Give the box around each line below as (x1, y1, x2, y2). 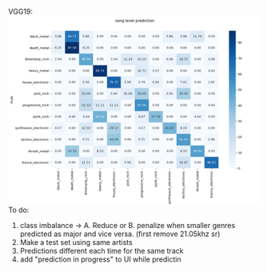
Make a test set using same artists (19, 238, 133, 246)
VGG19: (8, 7, 34, 16)
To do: (8, 205, 30, 215)
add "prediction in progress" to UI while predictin (19, 254, 181, 264)
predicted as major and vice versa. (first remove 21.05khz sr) (19, 229, 221, 238)
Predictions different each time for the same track (19, 246, 184, 255)
